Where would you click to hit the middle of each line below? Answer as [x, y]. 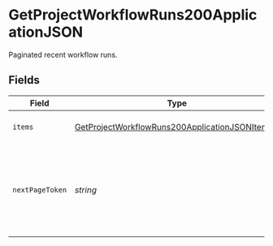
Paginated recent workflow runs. [63, 54]
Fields [24, 80]
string [86, 190]
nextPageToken [40, 190]
